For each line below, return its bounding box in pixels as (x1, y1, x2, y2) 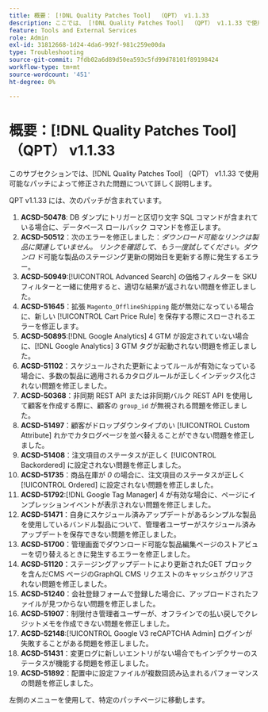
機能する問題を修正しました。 (55, 659, 153, 668)
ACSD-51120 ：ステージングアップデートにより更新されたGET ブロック (20, 560, 253, 569)
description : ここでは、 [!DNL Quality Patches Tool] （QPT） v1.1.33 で (9, 19, 252, 27)
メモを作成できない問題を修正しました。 (41, 619, 174, 629)
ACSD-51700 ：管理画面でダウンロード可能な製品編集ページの (20, 540, 224, 549)
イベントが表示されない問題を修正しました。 (69, 500, 216, 510)
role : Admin (9, 33, 48, 42)
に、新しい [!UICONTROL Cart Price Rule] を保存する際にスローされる (20, 312, 249, 321)
